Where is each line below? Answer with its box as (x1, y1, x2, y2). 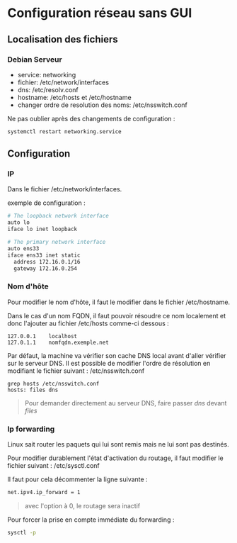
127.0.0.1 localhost (7, 332, 78, 340)
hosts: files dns (7, 386, 59, 393)
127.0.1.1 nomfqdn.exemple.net (7, 339, 110, 346)
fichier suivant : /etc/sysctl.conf (7, 461, 100, 470)
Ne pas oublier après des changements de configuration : (7, 114, 175, 123)
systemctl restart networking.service (7, 128, 122, 135)
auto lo (7, 219, 30, 226)
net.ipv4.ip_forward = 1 (7, 489, 81, 496)
